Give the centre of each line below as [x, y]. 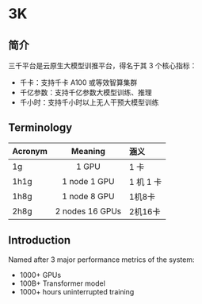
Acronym [30, 151]
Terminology [40, 128]
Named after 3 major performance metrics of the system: [101, 260]
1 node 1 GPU [88, 181]
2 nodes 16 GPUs [88, 211]
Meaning [88, 151]
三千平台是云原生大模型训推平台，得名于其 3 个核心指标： [103, 65]
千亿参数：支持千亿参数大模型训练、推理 [86, 92]
